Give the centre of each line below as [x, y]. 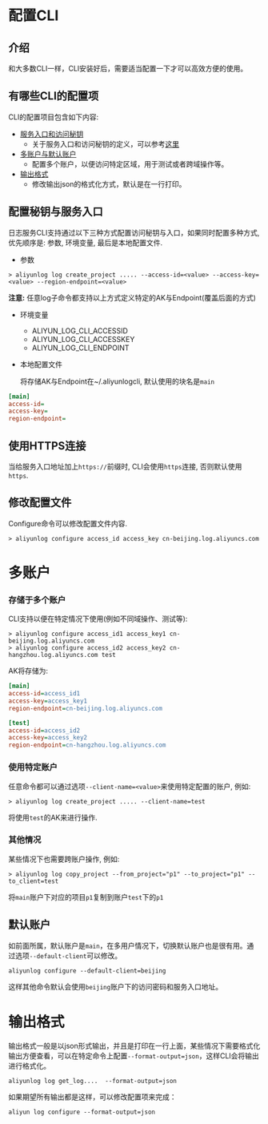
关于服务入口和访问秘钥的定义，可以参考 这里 [106, 143]
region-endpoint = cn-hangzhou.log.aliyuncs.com [87, 745]
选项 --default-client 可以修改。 [68, 955]
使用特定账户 [33, 767]
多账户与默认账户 [48, 154]
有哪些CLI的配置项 [54, 96]
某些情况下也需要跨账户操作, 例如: [64, 859]
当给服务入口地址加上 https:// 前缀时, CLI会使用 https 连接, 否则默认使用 [125, 466]
